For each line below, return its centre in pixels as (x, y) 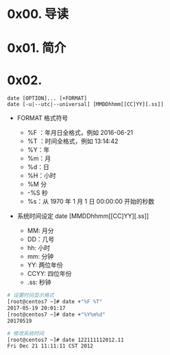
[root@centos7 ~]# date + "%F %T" (55, 302)
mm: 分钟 (40, 257)
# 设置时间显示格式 (31, 295)
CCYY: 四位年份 (49, 274)
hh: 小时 (39, 248)
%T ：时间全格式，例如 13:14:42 (73, 141)
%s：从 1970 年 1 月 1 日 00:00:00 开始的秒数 (91, 202)
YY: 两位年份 (45, 265)
